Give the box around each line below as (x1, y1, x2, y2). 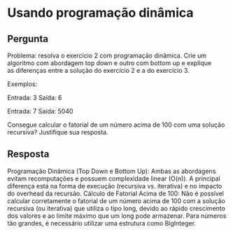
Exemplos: (7, 80, 37, 88)
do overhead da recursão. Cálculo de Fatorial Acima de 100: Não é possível (7, 189, 224, 198)
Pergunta (7, 33, 49, 45)
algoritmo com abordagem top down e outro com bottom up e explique (7, 59, 212, 67)
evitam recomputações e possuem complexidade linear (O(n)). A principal (7, 174, 220, 183)
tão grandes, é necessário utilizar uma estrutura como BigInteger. (7, 219, 197, 227)
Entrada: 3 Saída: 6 (7, 93, 62, 102)
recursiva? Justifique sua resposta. (7, 128, 108, 136)
